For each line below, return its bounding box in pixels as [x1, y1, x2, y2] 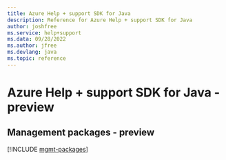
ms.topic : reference [7, 55, 67, 62]
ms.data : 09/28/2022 [7, 36, 67, 43]
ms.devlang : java [7, 49, 57, 56]
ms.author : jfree [7, 42, 57, 49]
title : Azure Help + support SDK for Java [7, 10, 131, 17]
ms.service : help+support [7, 29, 81, 37]
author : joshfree [7, 23, 57, 30]
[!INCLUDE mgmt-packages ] [7, 145, 88, 153]
